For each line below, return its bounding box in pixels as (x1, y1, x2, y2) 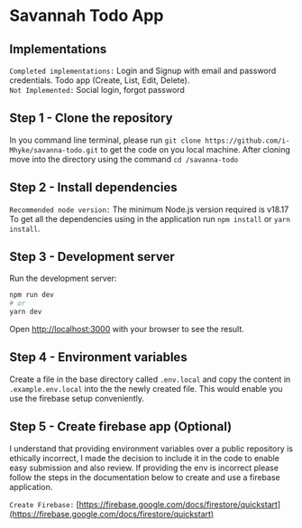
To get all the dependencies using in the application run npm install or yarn (9, 213, 291, 224)
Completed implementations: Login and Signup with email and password (9, 65, 277, 76)
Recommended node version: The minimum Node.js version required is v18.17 (9, 204, 289, 215)
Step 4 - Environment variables (9, 349, 188, 366)
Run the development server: (9, 273, 117, 284)
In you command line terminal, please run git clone (9, 134, 201, 145)
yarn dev (9, 308, 42, 317)
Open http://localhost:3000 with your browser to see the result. (9, 324, 245, 335)
